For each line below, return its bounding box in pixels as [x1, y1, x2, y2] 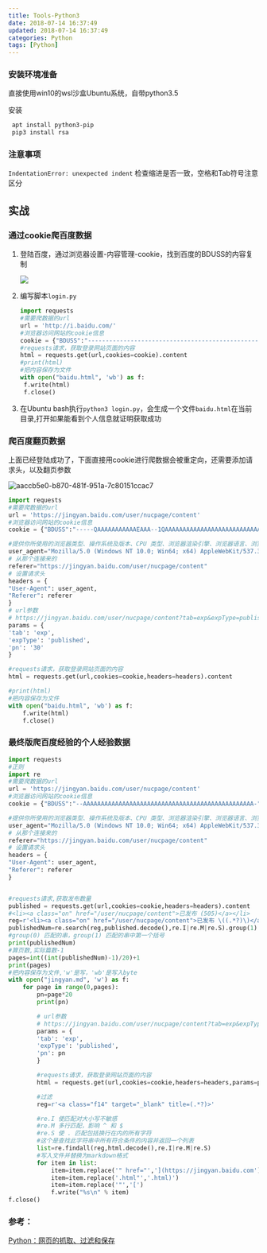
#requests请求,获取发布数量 [8, 894, 91, 902]
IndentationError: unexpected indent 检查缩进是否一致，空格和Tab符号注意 [8, 169, 258, 178]
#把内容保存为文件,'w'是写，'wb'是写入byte [8, 968, 137, 976]
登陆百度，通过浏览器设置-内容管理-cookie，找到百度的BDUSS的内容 [19, 250, 246, 259]
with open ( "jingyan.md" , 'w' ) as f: [8, 976, 130, 984]
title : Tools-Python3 [8, 11, 80, 20]
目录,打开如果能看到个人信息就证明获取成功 [19, 413, 161, 423]
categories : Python [8, 33, 73, 42]
